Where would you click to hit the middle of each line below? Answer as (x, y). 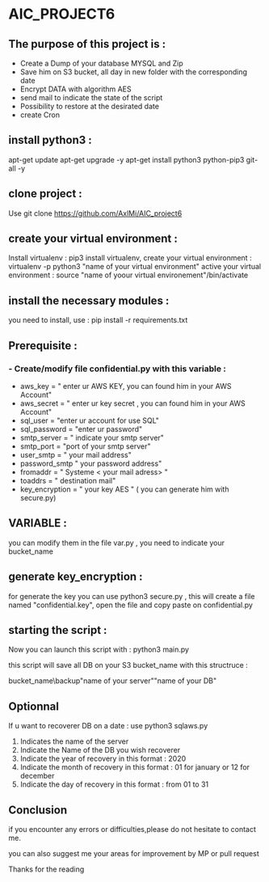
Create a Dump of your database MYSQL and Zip (101, 63)
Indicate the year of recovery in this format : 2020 (103, 759)
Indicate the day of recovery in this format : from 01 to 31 (114, 784)
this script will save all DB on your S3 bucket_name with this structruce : (128, 665)
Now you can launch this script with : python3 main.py (99, 650)
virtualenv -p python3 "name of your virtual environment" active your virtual (134, 267)
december (37, 776)
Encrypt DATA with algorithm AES (76, 89)
